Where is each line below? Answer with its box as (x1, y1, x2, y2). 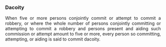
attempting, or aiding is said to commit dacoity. (5, 36, 101, 42)
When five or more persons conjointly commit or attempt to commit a (5, 15, 161, 21)
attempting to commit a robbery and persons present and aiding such (5, 26, 161, 32)
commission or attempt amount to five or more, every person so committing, (5, 31, 161, 37)
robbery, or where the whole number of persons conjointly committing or (5, 20, 161, 26)
